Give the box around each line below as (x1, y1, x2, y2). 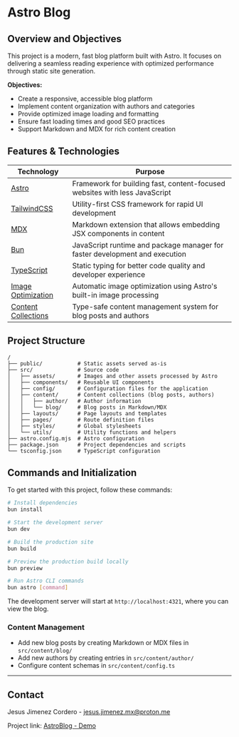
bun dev (7, 526, 31, 533)
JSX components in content (72, 228, 165, 238)
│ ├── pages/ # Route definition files (7, 416, 154, 423)
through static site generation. (7, 67, 96, 75)
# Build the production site (7, 538, 94, 546)
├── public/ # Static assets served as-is (7, 360, 167, 367)
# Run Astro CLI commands (7, 577, 84, 585)
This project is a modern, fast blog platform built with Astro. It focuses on (7, 51, 222, 60)
